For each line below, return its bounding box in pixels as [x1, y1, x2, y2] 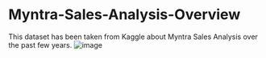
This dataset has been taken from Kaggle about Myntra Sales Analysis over [8, 32, 258, 41]
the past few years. [8, 40, 73, 49]
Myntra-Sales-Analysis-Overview [8, 6, 241, 24]
